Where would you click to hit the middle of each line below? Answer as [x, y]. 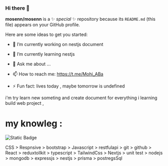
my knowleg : [34, 124]
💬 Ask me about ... [32, 64]
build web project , [25, 103]
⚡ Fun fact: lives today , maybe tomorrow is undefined [69, 86]
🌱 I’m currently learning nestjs [44, 54]
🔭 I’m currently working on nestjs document [58, 45]
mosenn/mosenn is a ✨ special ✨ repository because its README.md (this [80, 19]
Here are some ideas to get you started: [47, 34]
